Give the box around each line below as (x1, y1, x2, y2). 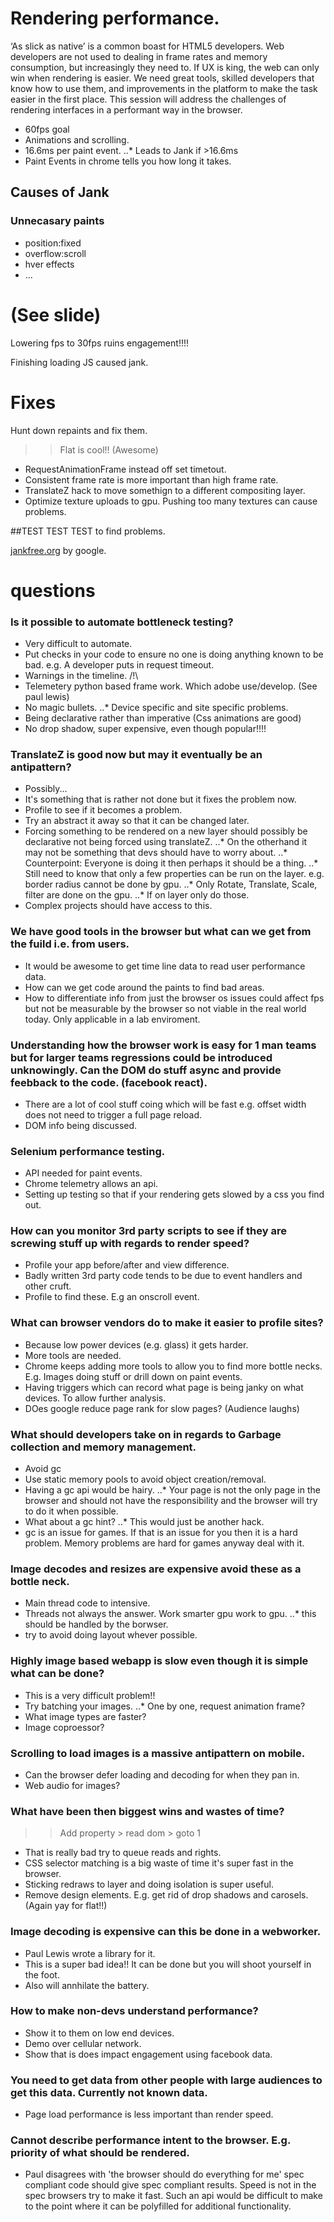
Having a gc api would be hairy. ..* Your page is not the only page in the (24, 1484, 321, 1496)
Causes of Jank (10, 184, 110, 201)
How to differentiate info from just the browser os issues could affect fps (24, 992, 325, 1004)
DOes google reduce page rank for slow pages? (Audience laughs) (24, 1402, 300, 1414)
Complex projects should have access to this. (24, 900, 213, 912)
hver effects (24, 258, 75, 270)
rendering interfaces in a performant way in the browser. (10, 103, 243, 116)
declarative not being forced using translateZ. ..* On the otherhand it (24, 836, 308, 848)
